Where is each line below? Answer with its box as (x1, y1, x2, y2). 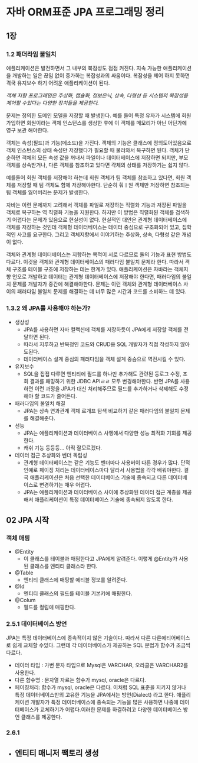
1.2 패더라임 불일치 (6, 50, 57, 58)
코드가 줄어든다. (41, 393, 78, 400)
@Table (14, 569, 34, 576)
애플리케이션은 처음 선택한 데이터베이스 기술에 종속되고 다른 (29, 474, 167, 481)
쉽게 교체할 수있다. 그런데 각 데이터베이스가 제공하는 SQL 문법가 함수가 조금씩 (12, 642, 190, 649)
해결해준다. (29, 415, 55, 422)
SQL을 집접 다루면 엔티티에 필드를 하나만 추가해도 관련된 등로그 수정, (23, 370, 181, 377)
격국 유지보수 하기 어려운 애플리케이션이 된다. (6, 79, 110, 86)
